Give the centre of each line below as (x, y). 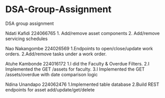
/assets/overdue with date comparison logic (52, 74)
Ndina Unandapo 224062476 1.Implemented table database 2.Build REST (82, 84)
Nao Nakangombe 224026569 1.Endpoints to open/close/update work (79, 48)
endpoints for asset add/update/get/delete (50, 89)
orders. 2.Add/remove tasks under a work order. (56, 54)
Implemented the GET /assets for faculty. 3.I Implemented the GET (75, 69)
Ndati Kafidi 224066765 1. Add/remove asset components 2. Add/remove (82, 33)
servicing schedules (27, 39)
